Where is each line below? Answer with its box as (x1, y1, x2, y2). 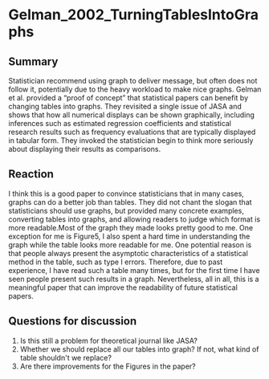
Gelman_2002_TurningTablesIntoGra (8, 6, 259, 24)
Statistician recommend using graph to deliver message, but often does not (8, 76, 258, 85)
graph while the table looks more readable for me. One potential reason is (8, 239, 252, 250)
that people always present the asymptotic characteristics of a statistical (8, 248, 249, 258)
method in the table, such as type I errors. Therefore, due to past (8, 257, 223, 267)
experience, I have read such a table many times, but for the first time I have (8, 265, 260, 275)
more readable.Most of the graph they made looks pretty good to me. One (8, 222, 254, 232)
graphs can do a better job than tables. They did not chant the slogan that (8, 197, 252, 206)
